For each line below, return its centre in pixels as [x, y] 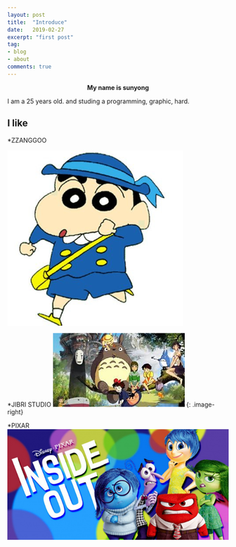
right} [15, 411]
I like [18, 123]
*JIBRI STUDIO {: [99, 404]
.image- [204, 404]
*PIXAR [18, 426]
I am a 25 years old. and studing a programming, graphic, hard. [98, 101]
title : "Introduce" [38, 22]
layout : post [26, 15]
